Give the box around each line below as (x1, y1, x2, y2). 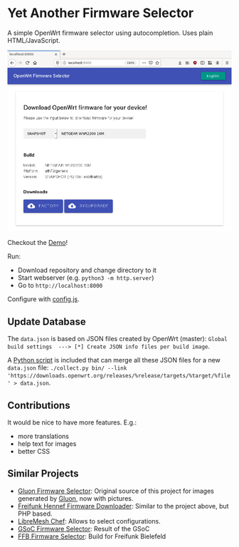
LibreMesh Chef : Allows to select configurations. (17, 516, 161, 525)
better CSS (17, 447, 51, 456)
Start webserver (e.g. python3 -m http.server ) (17, 273, 154, 282)
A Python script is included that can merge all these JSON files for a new (7, 356, 221, 365)
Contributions (7, 399, 70, 411)
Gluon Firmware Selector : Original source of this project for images (17, 486, 215, 495)
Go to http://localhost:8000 (17, 281, 103, 290)
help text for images (17, 439, 77, 448)
